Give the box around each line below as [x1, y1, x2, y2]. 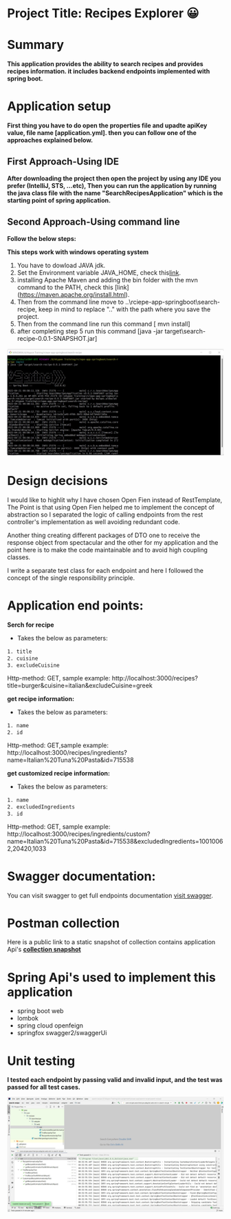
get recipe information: [7, 694, 74, 702]
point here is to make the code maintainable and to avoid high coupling [7, 545, 208, 554]
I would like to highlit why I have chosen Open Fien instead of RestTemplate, [7, 495, 223, 504]
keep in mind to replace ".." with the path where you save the [38, 305, 211, 313]
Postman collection [7, 915, 120, 931]
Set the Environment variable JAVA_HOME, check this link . [16, 268, 181, 277]
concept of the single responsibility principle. [7, 574, 135, 582]
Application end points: [7, 598, 144, 613]
